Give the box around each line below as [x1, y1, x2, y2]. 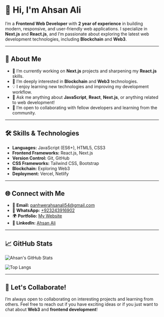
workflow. [12, 89, 32, 95]
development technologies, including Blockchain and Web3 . [5, 36, 127, 42]
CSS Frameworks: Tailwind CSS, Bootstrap [12, 160, 99, 166]
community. [12, 110, 36, 115]
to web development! [12, 99, 55, 105]
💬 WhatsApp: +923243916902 [12, 207, 75, 213]
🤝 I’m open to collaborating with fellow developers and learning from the [12, 105, 158, 111]
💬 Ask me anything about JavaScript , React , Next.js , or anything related [12, 94, 159, 100]
